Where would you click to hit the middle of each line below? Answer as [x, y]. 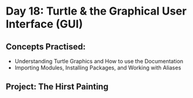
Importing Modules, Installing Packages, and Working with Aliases [98, 68]
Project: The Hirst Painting [57, 87]
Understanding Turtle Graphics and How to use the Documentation [99, 61]
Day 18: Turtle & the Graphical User [96, 11]
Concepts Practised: [46, 47]
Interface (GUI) [44, 24]
